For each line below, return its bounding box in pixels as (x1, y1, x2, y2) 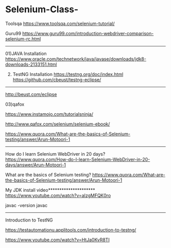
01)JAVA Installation (5, 50, 47, 57)
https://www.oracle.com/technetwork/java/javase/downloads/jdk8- (5, 56, 147, 62)
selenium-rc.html (5, 36, 41, 42)
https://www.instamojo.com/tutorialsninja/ (5, 111, 94, 117)
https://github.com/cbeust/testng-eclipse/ (12, 77, 101, 83)
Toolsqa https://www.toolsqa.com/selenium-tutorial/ (5, 20, 115, 27)
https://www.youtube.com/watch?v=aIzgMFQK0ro (5, 192, 111, 199)
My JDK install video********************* (5, 187, 95, 193)
